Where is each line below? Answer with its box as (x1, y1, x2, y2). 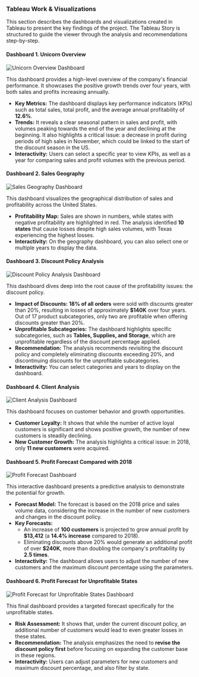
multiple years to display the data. (14, 244, 98, 251)
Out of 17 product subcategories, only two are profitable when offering (14, 312, 188, 319)
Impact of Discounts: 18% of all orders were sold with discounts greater (14, 300, 193, 307)
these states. (14, 632, 47, 640)
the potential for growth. (6, 489, 65, 496)
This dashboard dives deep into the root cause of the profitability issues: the (6, 282, 193, 289)
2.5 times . (23, 551, 49, 558)
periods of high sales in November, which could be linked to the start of (14, 137, 190, 144)
